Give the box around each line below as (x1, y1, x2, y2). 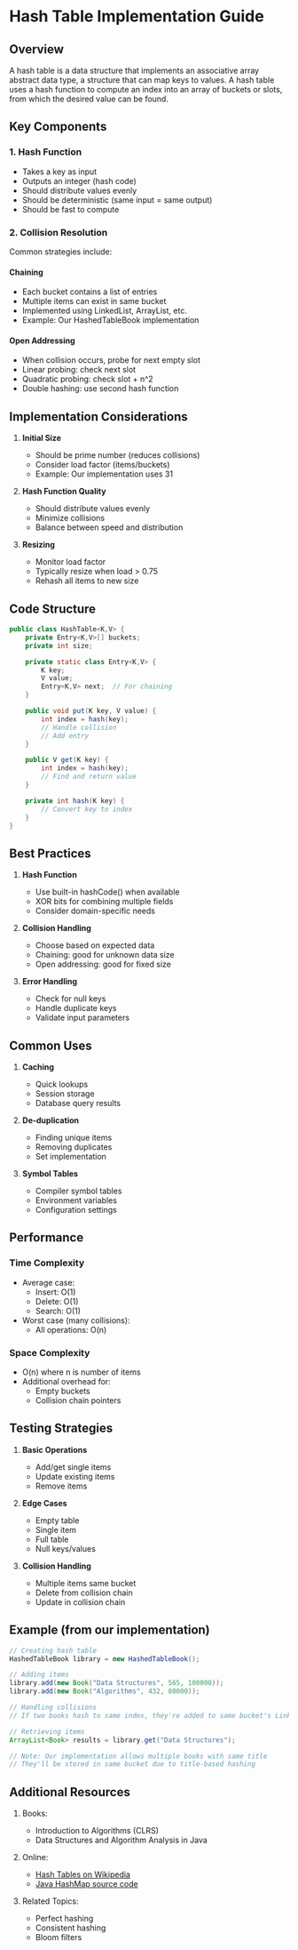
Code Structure (9, 601, 96, 616)
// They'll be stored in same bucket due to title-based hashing (9, 1760, 255, 1769)
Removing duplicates (35, 1142, 113, 1152)
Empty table (35, 1514, 80, 1526)
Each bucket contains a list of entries (21, 286, 158, 297)
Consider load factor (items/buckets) (35, 460, 170, 470)
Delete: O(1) (35, 1296, 79, 1306)
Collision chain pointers (35, 1395, 122, 1406)
